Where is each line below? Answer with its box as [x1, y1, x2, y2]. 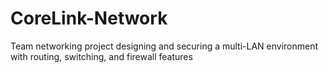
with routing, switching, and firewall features [10, 50, 193, 62]
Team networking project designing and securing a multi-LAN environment [10, 40, 319, 52]
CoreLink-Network [10, 7, 168, 30]
